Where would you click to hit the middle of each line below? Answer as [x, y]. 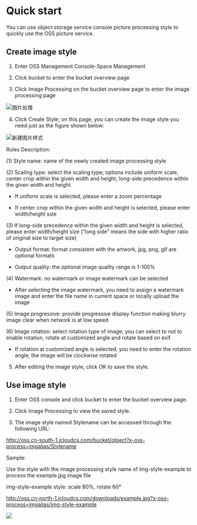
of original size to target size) [41, 237]
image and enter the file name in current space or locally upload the [97, 296]
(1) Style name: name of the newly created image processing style [86, 161]
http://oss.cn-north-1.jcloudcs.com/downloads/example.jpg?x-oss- [88, 498]
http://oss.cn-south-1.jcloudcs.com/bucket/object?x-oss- [76, 440]
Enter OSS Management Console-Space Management [80, 66]
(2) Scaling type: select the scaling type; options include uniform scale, [92, 172]
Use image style [36, 385]
